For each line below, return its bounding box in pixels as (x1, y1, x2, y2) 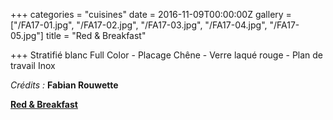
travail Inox (10, 60, 56, 71)
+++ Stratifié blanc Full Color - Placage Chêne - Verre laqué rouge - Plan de (10, 49, 324, 61)
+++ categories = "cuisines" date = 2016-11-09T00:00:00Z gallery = (10, 9, 292, 20)
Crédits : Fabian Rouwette (10, 79, 119, 91)
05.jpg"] (10, 30, 44, 41)
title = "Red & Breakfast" (45, 30, 147, 41)
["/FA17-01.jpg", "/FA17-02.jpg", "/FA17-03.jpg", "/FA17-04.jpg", (10, 19, 268, 31)
